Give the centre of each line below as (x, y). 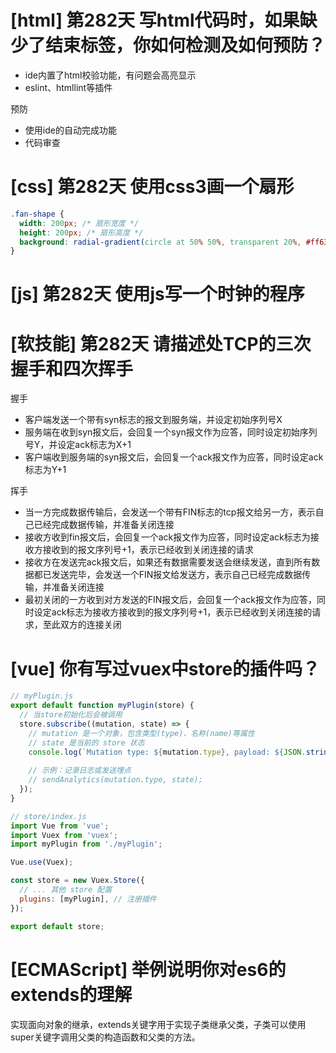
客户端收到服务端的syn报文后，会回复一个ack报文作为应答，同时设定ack (174, 457)
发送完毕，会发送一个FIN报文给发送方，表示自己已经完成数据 (177, 575)
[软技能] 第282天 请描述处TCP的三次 (161, 343)
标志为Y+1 (45, 470)
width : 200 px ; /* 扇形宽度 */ (79, 223)
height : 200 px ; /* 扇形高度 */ (81, 232)
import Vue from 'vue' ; (60, 826)
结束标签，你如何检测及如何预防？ (186, 45)
